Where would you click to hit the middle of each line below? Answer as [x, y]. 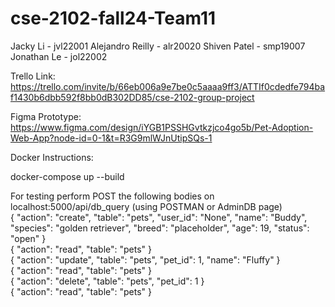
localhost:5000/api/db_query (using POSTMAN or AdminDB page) [146, 206]
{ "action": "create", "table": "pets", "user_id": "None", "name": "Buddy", [159, 217]
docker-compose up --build [67, 176]
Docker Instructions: [52, 157]
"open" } [28, 238]
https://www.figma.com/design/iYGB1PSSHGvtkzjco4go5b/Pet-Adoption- [162, 127]
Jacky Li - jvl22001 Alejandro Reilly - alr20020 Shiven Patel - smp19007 [158, 46]
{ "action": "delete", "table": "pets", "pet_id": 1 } [107, 281]
